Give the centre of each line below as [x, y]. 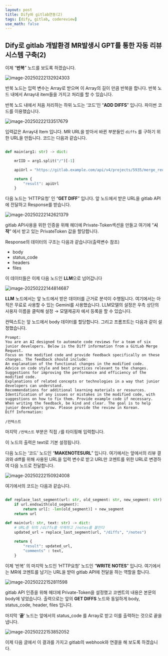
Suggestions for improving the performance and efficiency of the [76, 373]
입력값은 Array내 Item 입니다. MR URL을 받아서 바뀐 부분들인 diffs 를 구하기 [80, 132]
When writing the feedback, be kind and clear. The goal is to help [78, 403]
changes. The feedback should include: [47, 360]
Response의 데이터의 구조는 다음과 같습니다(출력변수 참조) [62, 242]
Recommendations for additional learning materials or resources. [76, 390]
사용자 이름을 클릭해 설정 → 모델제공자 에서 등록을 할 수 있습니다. [68, 311]
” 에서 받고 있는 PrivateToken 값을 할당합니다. [54, 232]
